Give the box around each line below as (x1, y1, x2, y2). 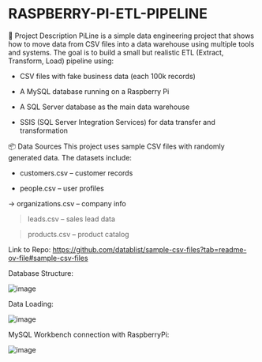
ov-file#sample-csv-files (8, 253, 88, 262)
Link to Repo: (8, 244, 51, 254)
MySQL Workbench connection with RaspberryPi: (8, 330, 170, 339)
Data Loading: (8, 299, 54, 308)
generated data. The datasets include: (8, 153, 133, 162)
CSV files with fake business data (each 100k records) (19, 71, 196, 81)
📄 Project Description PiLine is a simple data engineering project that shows (8, 31, 255, 40)
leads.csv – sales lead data (27, 214, 116, 224)
